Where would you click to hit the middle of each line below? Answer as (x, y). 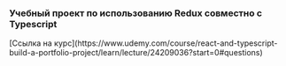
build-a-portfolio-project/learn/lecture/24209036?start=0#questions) (136, 53)
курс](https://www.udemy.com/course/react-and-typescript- (166, 43)
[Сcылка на (31, 43)
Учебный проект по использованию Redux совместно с (136, 13)
